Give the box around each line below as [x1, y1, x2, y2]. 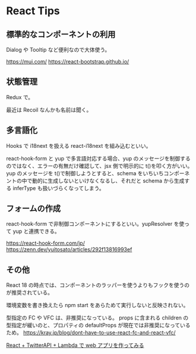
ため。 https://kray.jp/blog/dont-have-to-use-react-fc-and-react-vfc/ [6, 329, 176, 336]
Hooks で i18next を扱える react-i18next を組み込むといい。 [6, 142, 151, 149]
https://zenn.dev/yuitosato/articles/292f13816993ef [6, 246, 132, 253]
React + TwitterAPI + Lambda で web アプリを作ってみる [6, 342, 144, 349]
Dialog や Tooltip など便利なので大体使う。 [6, 46, 110, 53]
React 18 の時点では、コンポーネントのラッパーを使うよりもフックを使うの [6, 282, 190, 289]
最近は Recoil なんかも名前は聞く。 [6, 106, 92, 113]
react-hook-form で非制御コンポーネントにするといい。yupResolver [6, 220, 173, 227]
